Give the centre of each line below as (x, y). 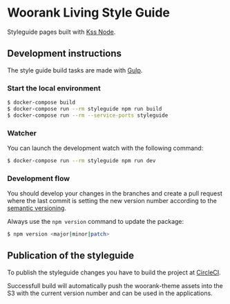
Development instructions (65, 54)
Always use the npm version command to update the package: (96, 222)
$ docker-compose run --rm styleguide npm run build (85, 108)
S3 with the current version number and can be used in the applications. (110, 293)
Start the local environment (54, 88)
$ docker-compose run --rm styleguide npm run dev (82, 160)
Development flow (39, 178)
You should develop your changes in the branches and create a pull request (115, 193)
